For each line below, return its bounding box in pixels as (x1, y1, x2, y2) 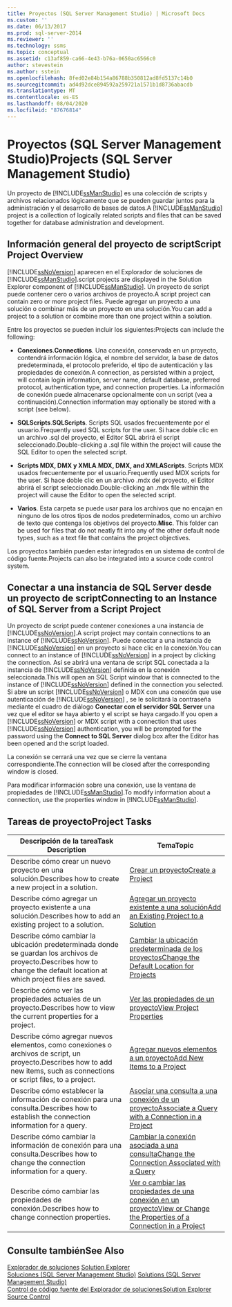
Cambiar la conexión (129, 1132, 196, 1141)
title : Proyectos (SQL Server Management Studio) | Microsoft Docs (7, 10, 206, 17)
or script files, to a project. (10, 1075, 96, 1085)
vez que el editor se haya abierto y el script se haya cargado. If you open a (7, 710, 218, 718)
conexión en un (129, 1195, 180, 1205)
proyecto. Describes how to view (10, 1003, 115, 1013)
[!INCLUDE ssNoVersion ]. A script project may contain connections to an (7, 629, 211, 637)
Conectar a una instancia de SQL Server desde (7, 581, 212, 593)
